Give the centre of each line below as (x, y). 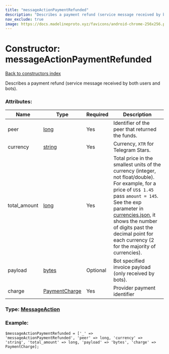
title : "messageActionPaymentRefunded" (47, 10)
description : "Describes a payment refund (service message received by (83, 15)
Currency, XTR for (134, 144)
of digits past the (133, 228)
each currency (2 (134, 240)
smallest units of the (137, 165)
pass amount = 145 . (136, 196)
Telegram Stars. (132, 150)
